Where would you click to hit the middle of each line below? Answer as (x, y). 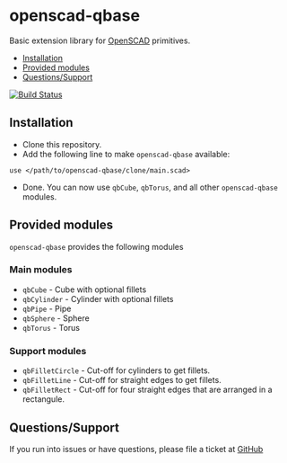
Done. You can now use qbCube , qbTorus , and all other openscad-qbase (150, 187)
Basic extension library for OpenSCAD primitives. (100, 40)
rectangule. (43, 399)
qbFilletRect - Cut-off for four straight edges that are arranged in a (147, 390)
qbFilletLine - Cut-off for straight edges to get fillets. (122, 380)
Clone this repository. (62, 144)
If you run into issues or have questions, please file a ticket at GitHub (136, 449)
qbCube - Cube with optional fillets (84, 289)
